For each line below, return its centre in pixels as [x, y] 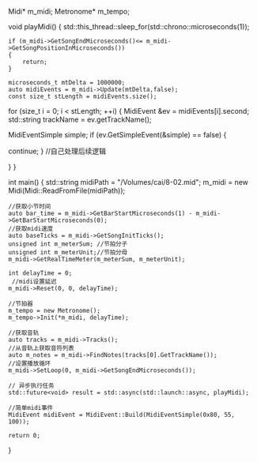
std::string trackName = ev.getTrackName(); [80, 119]
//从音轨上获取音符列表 [42, 348]
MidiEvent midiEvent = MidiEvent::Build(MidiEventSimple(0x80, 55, [122, 415]
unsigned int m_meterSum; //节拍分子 [68, 244]
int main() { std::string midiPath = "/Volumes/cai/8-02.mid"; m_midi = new [128, 182]
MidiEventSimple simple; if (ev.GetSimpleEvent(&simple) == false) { [117, 135]
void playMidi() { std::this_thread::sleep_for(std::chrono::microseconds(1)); [129, 26]
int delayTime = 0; [40, 273]
